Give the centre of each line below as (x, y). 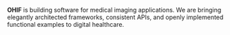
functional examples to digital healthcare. (66, 24)
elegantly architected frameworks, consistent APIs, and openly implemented (115, 17)
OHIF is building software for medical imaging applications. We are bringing (114, 10)
